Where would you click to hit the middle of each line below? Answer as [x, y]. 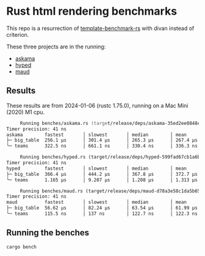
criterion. [18, 34]
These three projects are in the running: [56, 47]
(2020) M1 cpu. [26, 112]
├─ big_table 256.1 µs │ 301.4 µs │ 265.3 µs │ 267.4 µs [102, 140]
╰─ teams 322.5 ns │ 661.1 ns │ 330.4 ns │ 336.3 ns [102, 146]
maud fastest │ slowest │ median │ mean [97, 202]
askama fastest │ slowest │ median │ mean [97, 135]
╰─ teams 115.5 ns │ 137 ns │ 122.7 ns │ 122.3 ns [102, 214]
